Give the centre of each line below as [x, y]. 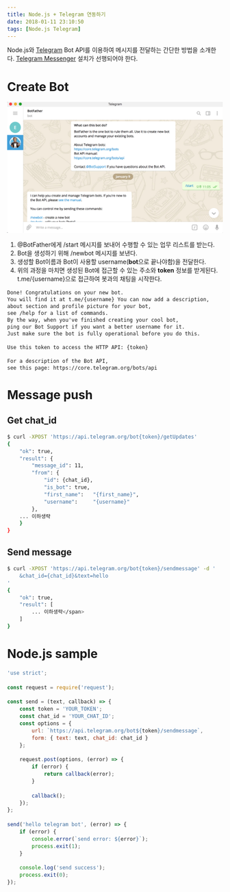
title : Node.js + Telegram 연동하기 [56, 14]
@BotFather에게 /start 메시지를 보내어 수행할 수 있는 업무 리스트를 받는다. [116, 244]
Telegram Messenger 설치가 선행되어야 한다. [77, 59]
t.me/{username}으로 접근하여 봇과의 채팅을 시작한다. [89, 279]
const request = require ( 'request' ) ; [61, 687]
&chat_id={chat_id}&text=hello [64, 576]
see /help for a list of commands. [58, 313]
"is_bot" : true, [67, 487]
